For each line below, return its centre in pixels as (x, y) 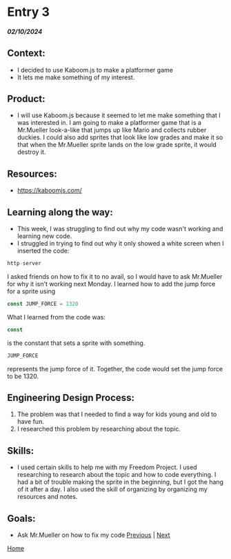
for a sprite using (31, 291)
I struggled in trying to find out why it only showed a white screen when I (120, 244)
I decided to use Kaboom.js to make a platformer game (95, 70)
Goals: (21, 518)
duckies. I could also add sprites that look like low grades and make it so (120, 137)
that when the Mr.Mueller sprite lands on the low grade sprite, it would (117, 145)
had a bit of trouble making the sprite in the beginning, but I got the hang (120, 482)
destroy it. (31, 152)
